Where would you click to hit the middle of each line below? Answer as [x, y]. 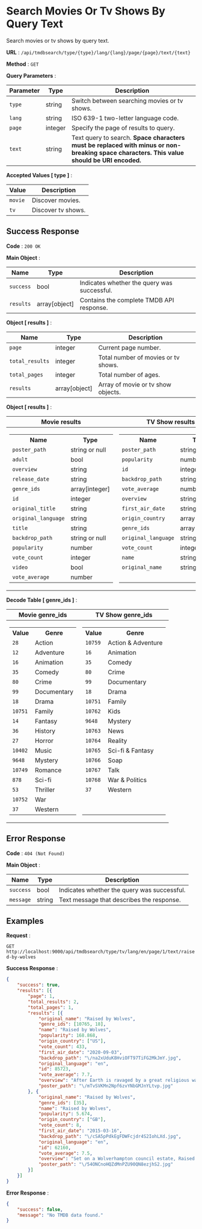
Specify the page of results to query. [123, 128]
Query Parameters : [31, 75]
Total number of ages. [129, 374]
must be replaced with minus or [118, 145]
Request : [19, 935]
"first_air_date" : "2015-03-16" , [80, 1131]
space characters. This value [142, 153]
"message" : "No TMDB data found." [60, 1215]
